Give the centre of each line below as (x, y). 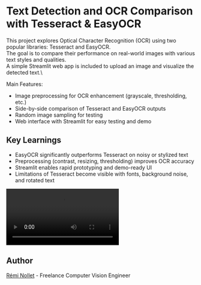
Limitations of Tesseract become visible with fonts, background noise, (101, 174)
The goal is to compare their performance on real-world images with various (100, 53)
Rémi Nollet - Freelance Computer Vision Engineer (68, 275)
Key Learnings (34, 140)
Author (19, 261)
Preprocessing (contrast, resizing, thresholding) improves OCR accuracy (104, 161)
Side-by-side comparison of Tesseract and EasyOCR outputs (90, 108)
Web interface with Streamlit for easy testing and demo (83, 121)
